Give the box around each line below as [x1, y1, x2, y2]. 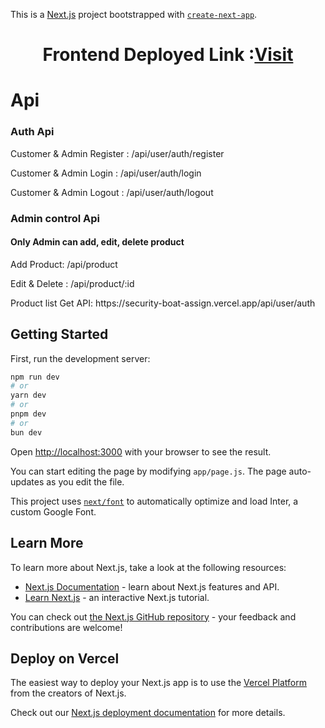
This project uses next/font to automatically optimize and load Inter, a [10, 495, 299, 507]
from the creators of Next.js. [10, 687, 127, 699]
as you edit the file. [46, 475, 125, 488]
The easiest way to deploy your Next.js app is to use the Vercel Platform [10, 677, 308, 689]
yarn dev [10, 390, 47, 401]
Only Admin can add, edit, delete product [10, 236, 185, 248]
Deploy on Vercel [10, 650, 120, 667]
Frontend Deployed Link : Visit [42, 44, 294, 66]
